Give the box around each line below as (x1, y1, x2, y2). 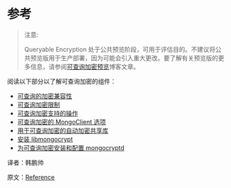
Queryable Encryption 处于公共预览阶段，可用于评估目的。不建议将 (24, 45, 216, 53)
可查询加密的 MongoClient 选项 (17, 117, 106, 126)
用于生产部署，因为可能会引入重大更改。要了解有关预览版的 (48, 53, 219, 62)
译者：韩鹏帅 (7, 158, 44, 167)
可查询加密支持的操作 (17, 109, 78, 117)
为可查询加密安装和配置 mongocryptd (17, 143, 124, 152)
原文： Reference (7, 173, 55, 181)
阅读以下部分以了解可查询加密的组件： (7, 77, 116, 85)
